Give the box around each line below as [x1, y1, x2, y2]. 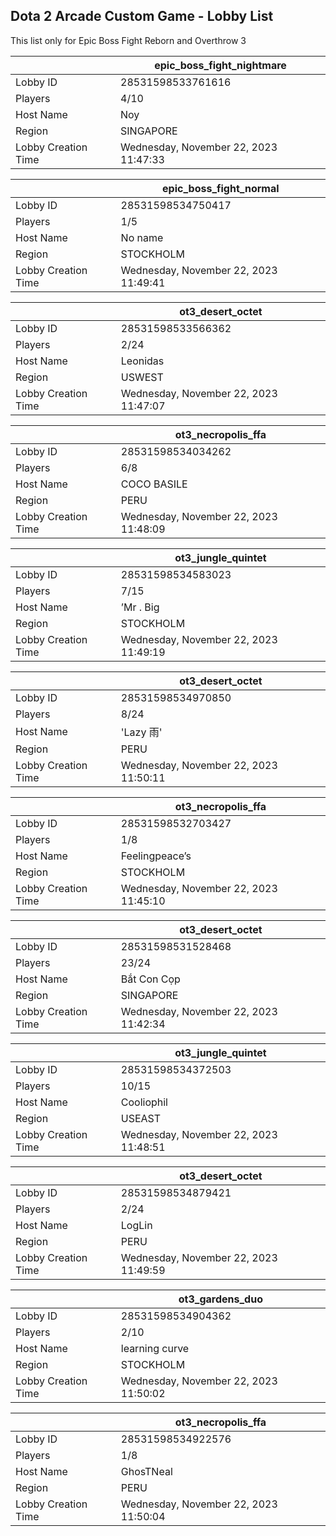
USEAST [120, 1111, 162, 1125]
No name [120, 230, 164, 244]
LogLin [120, 1218, 153, 1232]
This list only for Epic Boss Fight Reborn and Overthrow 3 [10, 34, 247, 46]
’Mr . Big [120, 600, 160, 614]
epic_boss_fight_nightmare [154, 58, 287, 72]
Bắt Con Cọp [120, 972, 181, 986]
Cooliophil [120, 1095, 168, 1109]
